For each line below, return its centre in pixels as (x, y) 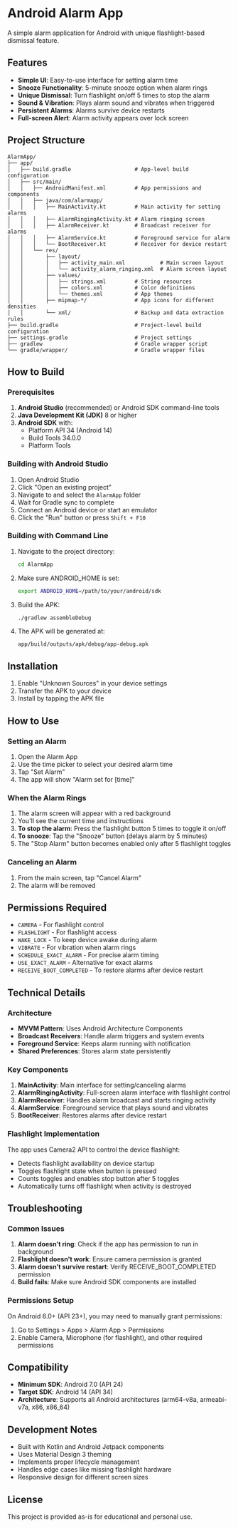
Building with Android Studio (58, 464)
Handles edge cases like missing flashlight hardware (94, 1470)
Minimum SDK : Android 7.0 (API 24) (70, 1385)
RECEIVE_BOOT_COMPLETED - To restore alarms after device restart (110, 970)
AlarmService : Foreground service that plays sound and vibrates (113, 1108)
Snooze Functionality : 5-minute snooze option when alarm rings (113, 88)
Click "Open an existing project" (65, 487)
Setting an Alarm (37, 741)
